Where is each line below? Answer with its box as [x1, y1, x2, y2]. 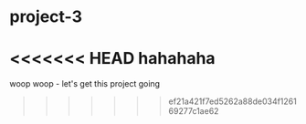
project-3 [9, 6, 83, 27]
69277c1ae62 [168, 106, 219, 117]
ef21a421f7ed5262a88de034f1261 [168, 96, 297, 107]
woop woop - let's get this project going [9, 78, 161, 89]
